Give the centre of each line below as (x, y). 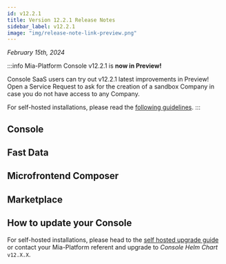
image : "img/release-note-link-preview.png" (72, 33)
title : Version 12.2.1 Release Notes (61, 20)
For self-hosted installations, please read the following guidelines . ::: (104, 107)
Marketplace (35, 199)
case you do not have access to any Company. (73, 94)
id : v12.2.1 (24, 13)
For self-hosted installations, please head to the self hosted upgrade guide (113, 240)
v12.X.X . (19, 254)
